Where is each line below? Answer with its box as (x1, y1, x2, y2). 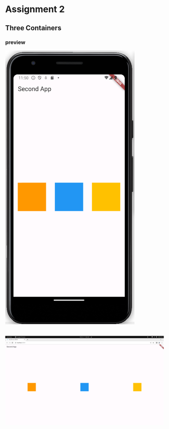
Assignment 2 (5, 4, 65, 15)
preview (5, 39, 26, 46)
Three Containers (5, 24, 62, 32)
